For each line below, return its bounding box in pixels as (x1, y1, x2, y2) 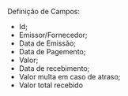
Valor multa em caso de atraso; (18, 72, 121, 81)
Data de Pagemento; (18, 47, 86, 56)
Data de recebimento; (18, 64, 90, 73)
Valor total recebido (18, 80, 84, 90)
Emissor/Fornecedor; (18, 31, 88, 39)
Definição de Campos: (7, 7, 81, 16)
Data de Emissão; (18, 39, 77, 48)
